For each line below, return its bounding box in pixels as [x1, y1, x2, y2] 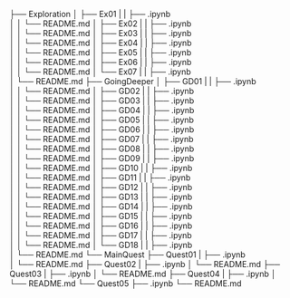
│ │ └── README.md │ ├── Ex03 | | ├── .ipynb [9, 28, 192, 38]
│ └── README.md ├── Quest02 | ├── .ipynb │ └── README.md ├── [9, 259, 281, 269]
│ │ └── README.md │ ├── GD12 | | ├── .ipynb [9, 182, 193, 192]
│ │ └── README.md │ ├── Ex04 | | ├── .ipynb [9, 37, 192, 48]
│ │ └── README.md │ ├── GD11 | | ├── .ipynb [9, 172, 191, 183]
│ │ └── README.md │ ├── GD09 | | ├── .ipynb [9, 153, 195, 163]
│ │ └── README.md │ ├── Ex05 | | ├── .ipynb [9, 47, 192, 58]
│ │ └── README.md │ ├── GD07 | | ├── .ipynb [9, 134, 194, 144]
